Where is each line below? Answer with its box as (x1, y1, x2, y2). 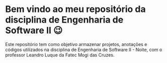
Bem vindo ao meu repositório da (5, 3, 146, 15)
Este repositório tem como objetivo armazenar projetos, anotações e (5, 41, 147, 47)
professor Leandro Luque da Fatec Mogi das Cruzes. (5, 51, 115, 58)
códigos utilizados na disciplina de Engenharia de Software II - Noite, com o (5, 46, 162, 52)
